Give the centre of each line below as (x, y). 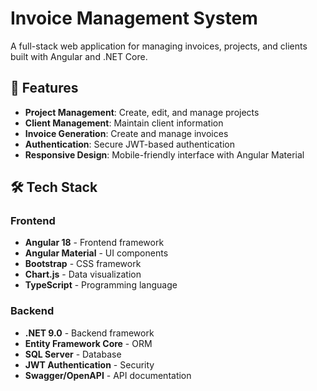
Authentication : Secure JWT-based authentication (129, 144)
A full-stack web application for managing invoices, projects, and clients (159, 46)
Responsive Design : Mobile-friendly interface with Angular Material (164, 154)
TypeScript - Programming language (101, 285)
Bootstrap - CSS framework (83, 264)
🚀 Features (44, 88)
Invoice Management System (134, 18)
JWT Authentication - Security (89, 364)
